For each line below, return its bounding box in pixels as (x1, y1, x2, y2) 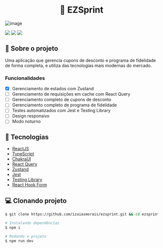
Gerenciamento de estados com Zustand (12, 86, 94, 92)
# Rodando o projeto (5, 234, 47, 239)
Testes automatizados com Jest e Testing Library (12, 108, 111, 114)
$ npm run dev (5, 238, 34, 243)
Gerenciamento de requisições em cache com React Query (12, 91, 130, 97)
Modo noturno (12, 118, 41, 124)
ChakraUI (12, 156, 32, 162)
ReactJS (12, 146, 29, 152)
